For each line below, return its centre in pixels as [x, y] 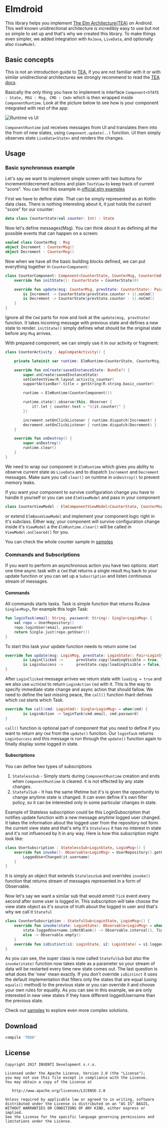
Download [21, 1026]
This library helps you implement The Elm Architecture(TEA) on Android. [79, 23]
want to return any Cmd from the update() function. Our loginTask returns [79, 733]
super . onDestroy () [42, 443]
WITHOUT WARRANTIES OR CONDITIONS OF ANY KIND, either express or [75, 1108]
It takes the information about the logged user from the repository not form [82, 822]
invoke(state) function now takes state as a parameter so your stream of [80, 964]
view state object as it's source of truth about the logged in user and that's [82, 907]
